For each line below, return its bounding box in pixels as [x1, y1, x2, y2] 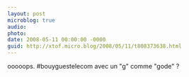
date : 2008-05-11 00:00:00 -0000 [7, 36, 106, 43]
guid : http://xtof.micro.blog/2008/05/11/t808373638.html [7, 43, 182, 50]
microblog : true [7, 17, 55, 24]
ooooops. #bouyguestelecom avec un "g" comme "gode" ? [7, 62, 180, 70]
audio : [7, 23, 27, 30]
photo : [7, 29, 27, 37]
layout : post [7, 10, 46, 17]
